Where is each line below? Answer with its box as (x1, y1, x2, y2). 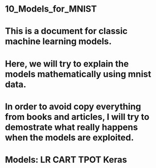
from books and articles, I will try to (5, 111, 150, 122)
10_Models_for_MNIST (5, 3, 97, 15)
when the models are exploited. (5, 132, 134, 143)
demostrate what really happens (5, 121, 138, 133)
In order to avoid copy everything (5, 101, 142, 112)
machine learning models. (5, 36, 112, 47)
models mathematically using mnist (5, 68, 151, 80)
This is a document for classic (5, 26, 128, 37)
